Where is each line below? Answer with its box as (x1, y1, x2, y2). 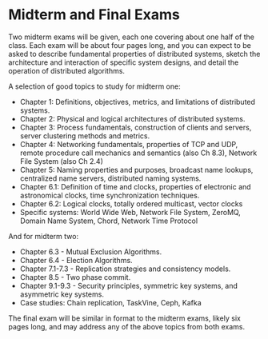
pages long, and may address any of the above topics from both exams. (8, 321, 246, 331)
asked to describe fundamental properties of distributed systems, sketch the (8, 49, 261, 58)
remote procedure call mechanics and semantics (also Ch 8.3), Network (19, 148, 258, 158)
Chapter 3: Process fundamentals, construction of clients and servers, (19, 122, 252, 132)
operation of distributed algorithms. (8, 66, 126, 75)
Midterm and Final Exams (8, 6, 180, 24)
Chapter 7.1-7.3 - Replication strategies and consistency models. (19, 264, 231, 273)
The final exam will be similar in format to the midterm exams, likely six (8, 313, 242, 323)
